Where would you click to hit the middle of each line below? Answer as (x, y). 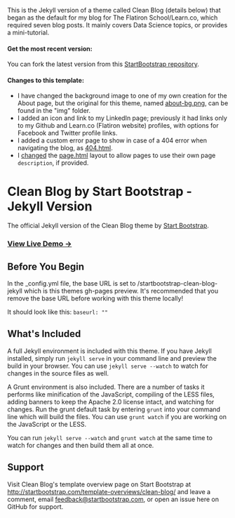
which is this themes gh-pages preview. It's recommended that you (121, 291)
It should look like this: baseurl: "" (58, 312)
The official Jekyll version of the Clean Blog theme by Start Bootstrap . (108, 226)
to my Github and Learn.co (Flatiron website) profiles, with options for (118, 126)
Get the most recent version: (50, 48)
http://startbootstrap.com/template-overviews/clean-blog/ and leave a (109, 491)
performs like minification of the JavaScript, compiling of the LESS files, (111, 394)
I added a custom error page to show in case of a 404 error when (112, 140)
